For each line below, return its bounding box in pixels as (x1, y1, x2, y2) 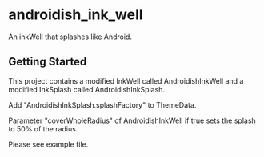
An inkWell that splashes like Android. (8, 32, 132, 41)
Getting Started (8, 55, 87, 69)
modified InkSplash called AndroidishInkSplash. (8, 84, 166, 94)
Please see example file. (8, 139, 89, 149)
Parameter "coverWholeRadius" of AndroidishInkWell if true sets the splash (8, 116, 256, 125)
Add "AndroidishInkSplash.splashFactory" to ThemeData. (8, 100, 197, 109)
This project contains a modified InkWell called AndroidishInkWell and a (8, 76, 244, 85)
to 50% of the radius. (8, 124, 78, 133)
